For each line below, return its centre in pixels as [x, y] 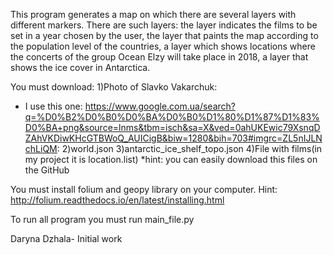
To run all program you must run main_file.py [102, 219]
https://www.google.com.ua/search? [160, 106]
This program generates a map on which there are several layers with [153, 14]
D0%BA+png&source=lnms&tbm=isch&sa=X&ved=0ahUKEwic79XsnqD [172, 127]
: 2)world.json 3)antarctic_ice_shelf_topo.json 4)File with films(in [189, 148]
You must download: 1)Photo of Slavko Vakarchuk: [114, 87]
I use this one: [53, 106]
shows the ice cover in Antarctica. [80, 67]
